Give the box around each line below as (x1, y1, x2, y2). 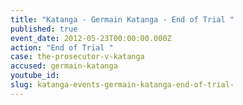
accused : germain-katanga (10, 61, 118, 71)
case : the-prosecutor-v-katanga (10, 52, 145, 62)
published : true (10, 24, 78, 34)
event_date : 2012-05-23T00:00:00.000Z (10, 33, 172, 43)
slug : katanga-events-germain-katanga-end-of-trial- (10, 80, 235, 90)
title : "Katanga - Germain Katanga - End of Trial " (10, 14, 235, 25)
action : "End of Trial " (10, 42, 114, 53)
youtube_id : (10, 71, 60, 81)
